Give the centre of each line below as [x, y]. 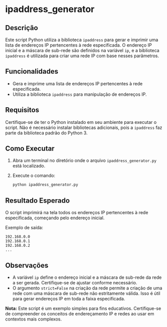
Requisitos [22, 110]
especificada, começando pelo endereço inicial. [55, 218]
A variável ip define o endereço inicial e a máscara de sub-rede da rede [87, 277]
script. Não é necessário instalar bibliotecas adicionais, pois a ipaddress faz [84, 127]
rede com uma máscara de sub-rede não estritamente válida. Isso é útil [87, 293]
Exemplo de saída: [24, 228]
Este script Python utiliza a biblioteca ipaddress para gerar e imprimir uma [82, 40]
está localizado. [29, 166]
